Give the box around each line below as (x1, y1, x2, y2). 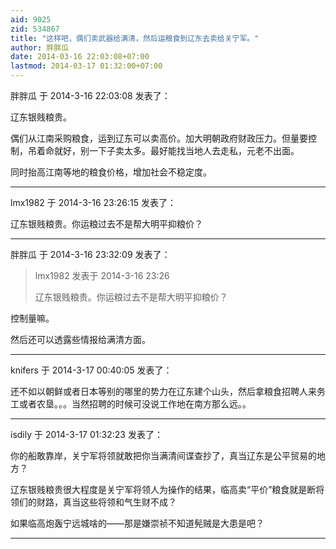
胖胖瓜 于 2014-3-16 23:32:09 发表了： (10, 249, 171, 260)
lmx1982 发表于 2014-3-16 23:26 (34, 270, 170, 281)
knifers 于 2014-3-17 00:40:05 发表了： (10, 364, 173, 376)
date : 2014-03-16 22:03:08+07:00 (10, 52, 150, 62)
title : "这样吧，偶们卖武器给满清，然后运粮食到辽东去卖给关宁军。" (10, 33, 260, 43)
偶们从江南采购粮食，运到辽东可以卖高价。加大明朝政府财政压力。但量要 (10, 132, 308, 144)
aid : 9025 (10, 14, 52, 25)
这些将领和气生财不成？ (79, 496, 177, 508)
